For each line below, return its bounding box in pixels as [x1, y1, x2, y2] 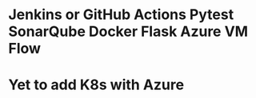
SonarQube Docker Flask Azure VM [8, 22, 249, 41]
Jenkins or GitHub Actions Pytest [8, 6, 234, 24]
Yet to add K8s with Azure [8, 76, 185, 94]
